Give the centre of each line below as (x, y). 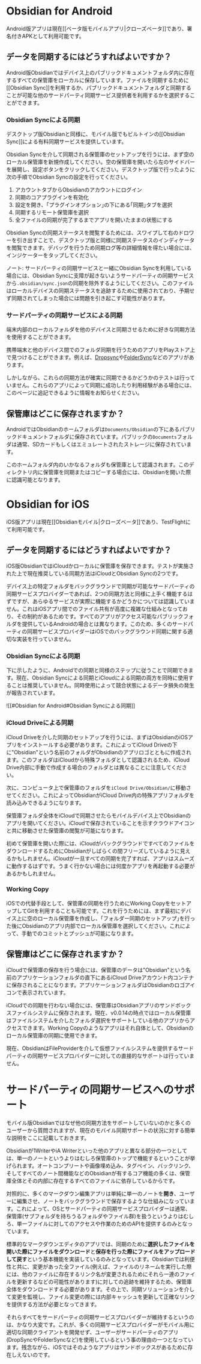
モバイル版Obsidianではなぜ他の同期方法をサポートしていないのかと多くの (98, 1122)
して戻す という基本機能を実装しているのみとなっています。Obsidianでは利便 (100, 1259)
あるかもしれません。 (32, 873)
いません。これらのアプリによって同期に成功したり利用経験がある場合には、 (100, 385)
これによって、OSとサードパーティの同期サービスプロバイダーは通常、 (103, 1209)
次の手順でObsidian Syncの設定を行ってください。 (69, 177)
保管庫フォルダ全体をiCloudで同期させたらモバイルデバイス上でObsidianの (98, 815)
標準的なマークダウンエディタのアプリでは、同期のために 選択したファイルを (100, 1244)
